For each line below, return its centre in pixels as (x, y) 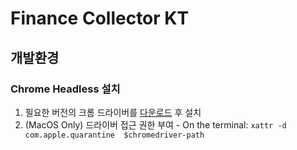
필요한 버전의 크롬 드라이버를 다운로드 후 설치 (113, 112)
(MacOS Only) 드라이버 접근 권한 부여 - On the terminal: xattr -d (155, 124)
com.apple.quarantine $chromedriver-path (114, 135)
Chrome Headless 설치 (65, 89)
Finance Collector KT (100, 18)
